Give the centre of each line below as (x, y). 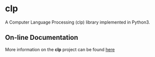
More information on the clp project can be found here (60, 49)
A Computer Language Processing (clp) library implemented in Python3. (77, 22)
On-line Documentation (42, 38)
